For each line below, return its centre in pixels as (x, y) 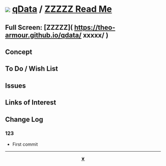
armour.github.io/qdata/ (43, 35)
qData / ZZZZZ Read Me (62, 9)
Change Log (24, 119)
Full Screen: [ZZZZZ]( (39, 28)
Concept (19, 52)
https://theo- (95, 28)
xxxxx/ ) (96, 35)
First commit (25, 144)
